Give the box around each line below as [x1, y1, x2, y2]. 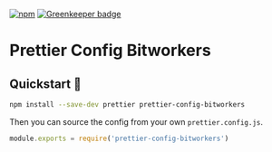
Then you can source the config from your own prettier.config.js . [9, 116, 264, 127]
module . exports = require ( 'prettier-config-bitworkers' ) [9, 134, 229, 143]
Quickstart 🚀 [9, 76, 82, 91]
